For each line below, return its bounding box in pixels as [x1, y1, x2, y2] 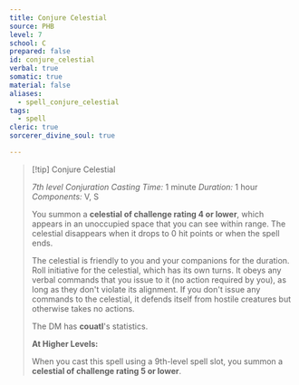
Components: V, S [31, 191, 100, 202]
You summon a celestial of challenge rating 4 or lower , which [31, 208, 265, 219]
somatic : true [9, 72, 63, 82]
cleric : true [9, 123, 59, 132]
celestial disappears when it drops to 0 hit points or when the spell [31, 227, 280, 238]
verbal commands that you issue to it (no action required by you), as [31, 274, 287, 285]
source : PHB [9, 22, 54, 31]
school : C [9, 38, 47, 48]
